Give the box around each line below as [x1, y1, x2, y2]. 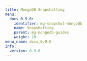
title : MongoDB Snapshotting [5, 7, 65, 12]
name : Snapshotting [14, 26, 54, 30]
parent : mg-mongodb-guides [14, 30, 69, 35]
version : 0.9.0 [9, 48, 41, 53]
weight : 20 [14, 35, 36, 40]
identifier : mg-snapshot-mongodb [14, 21, 83, 26]
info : [5, 44, 16, 49]
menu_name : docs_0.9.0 [5, 39, 52, 44]
